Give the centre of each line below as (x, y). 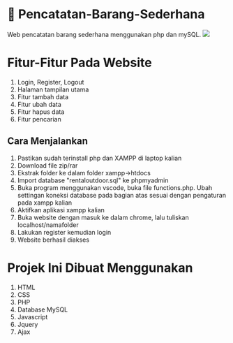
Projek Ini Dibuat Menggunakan (100, 268)
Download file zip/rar (47, 165)
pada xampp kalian (45, 203)
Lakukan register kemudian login (64, 232)
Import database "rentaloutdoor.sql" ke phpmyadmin (93, 180)
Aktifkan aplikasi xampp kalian (61, 210)
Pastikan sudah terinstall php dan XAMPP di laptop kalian (99, 158)
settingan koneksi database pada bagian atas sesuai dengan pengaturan (122, 195)
